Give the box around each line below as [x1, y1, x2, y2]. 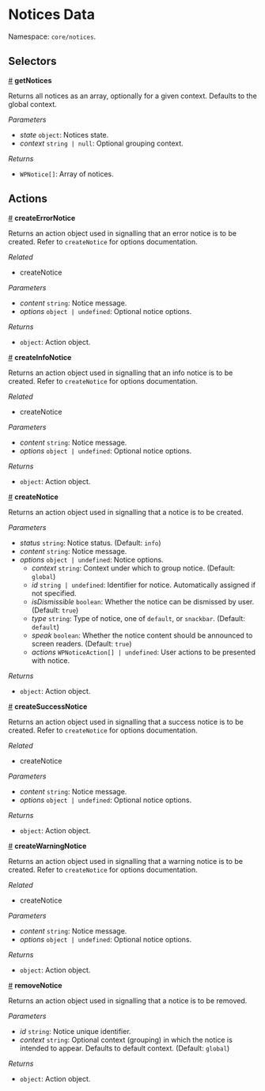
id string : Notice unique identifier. [19, 1026, 132, 1036]
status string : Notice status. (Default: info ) [19, 538, 161, 547]
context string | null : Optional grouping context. [19, 138, 184, 148]
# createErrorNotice [8, 213, 76, 222]
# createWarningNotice [8, 841, 87, 850]
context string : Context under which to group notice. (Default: [31, 563, 236, 573]
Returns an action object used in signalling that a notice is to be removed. [8, 995, 248, 1006]
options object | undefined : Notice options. [19, 555, 164, 564]
